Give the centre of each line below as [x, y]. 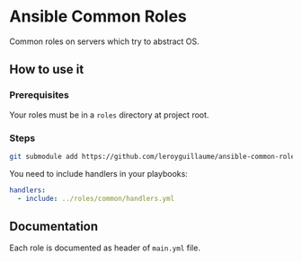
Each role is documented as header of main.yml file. [105, 248]
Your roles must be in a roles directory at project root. [109, 115]
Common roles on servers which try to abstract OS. [104, 41]
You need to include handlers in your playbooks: [99, 173]
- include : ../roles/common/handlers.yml [96, 198]
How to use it [47, 70]
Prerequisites [39, 95]
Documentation [54, 226]
